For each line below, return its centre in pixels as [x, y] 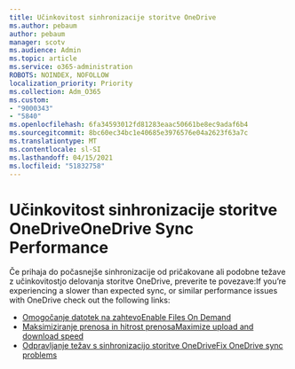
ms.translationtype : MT [53, 141]
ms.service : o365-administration [71, 67]
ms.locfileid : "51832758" [57, 166]
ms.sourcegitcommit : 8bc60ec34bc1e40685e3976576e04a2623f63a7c [129, 133]
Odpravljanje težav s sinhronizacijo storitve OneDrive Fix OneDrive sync [152, 346]
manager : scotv [37, 42]
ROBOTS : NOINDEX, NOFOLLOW [59, 75]
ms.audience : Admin [45, 51]
